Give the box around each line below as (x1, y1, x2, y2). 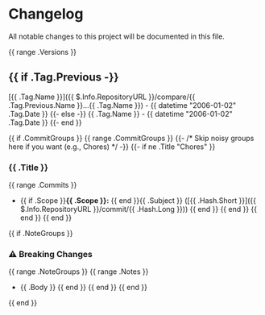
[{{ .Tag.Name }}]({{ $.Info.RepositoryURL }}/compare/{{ (8, 92, 196, 102)
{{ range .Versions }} (8, 47, 77, 56)
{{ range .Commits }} (8, 180, 77, 190)
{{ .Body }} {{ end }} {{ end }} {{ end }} (19, 283, 147, 292)
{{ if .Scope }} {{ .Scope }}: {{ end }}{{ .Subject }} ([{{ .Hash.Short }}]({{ (19, 196, 256, 205)
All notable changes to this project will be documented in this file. (8, 31, 226, 41)
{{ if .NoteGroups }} (8, 229, 73, 238)
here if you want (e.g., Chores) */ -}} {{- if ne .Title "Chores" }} (8, 142, 216, 151)
